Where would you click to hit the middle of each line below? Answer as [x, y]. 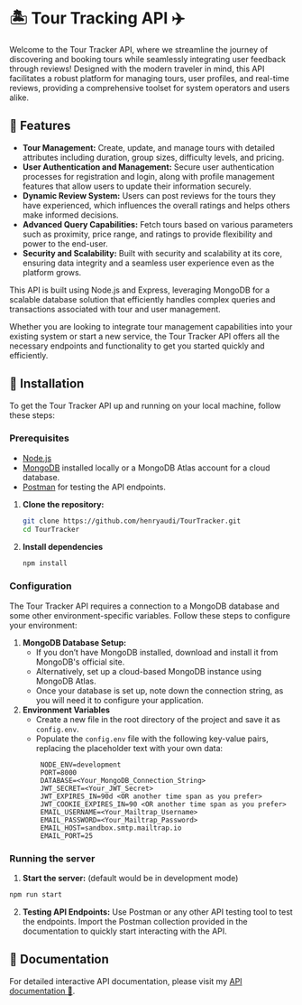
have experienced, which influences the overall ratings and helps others [156, 205]
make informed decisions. [70, 215]
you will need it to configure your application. [120, 700]
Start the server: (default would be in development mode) [130, 879]
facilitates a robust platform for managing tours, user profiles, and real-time [150, 78]
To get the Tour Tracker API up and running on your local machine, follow [145, 405]
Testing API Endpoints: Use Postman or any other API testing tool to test [157, 912]
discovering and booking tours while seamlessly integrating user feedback [148, 59]
